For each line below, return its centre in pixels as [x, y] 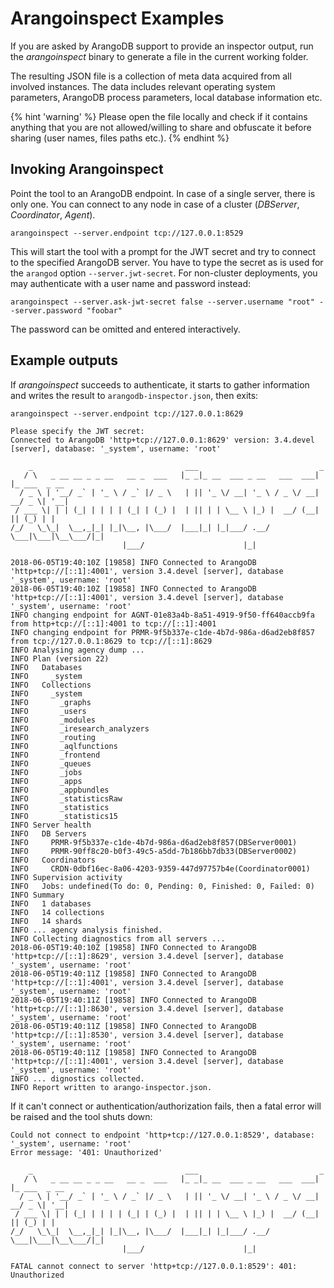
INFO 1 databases [51, 903]
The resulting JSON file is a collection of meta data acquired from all [151, 76]
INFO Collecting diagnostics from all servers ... [118, 938]
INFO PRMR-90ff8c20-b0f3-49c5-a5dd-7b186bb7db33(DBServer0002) [154, 851]
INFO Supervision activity [66, 877]
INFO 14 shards [46, 921]
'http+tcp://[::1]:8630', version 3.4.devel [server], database [147, 1008]
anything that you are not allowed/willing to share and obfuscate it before [161, 127]
